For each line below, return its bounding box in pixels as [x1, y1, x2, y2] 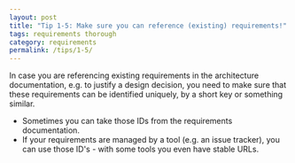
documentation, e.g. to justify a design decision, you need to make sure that [9, 80, 287, 90]
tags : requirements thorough [9, 29, 117, 38]
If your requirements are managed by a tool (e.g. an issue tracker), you [21, 135, 281, 145]
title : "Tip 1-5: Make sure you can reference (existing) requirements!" [9, 21, 288, 30]
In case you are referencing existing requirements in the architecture [9, 70, 260, 81]
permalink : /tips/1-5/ [9, 46, 93, 55]
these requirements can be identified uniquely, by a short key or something [9, 89, 283, 100]
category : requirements [9, 37, 97, 47]
